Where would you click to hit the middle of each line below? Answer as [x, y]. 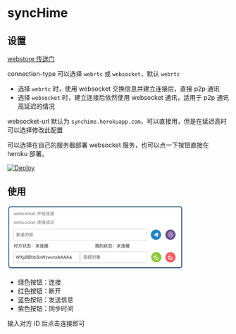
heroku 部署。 [27, 154]
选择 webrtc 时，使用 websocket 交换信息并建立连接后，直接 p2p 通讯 [118, 89]
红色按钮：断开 [39, 290]
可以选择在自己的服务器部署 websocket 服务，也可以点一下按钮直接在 [108, 145]
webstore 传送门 [31, 59]
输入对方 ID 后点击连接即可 [46, 323]
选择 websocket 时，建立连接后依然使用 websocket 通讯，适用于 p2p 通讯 [123, 97]
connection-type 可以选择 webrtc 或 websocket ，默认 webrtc [94, 74]
